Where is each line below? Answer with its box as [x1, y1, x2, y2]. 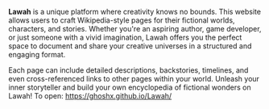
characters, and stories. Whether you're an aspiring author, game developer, [8, 24, 262, 33]
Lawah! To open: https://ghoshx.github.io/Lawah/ [8, 91, 172, 100]
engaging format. [8, 50, 66, 59]
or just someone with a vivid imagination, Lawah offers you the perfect [8, 32, 242, 42]
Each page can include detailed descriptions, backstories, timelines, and [8, 65, 249, 75]
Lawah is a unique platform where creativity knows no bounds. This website [8, 7, 262, 16]
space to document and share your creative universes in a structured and [8, 41, 252, 51]
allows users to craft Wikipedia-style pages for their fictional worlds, [8, 15, 235, 25]
